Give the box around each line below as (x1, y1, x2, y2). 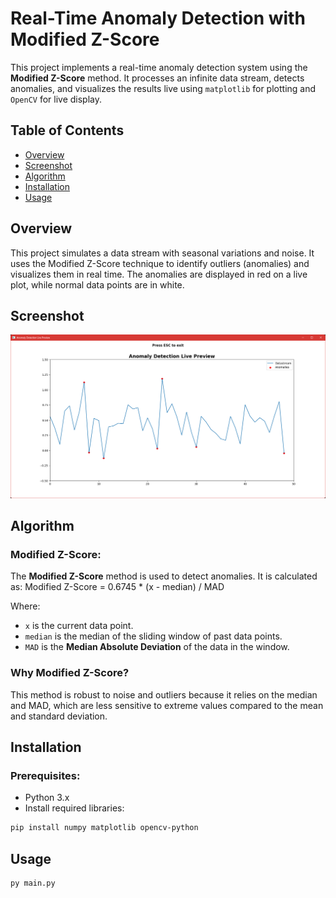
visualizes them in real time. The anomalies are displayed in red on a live (10, 268, 308, 280)
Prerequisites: (10, 769, 81, 783)
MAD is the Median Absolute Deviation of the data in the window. (24, 641, 290, 653)
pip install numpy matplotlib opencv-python (10, 823, 199, 833)
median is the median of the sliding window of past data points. (24, 630, 283, 642)
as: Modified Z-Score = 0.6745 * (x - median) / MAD (10, 581, 225, 593)
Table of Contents (10, 122, 125, 139)
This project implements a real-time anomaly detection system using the (10, 61, 308, 73)
